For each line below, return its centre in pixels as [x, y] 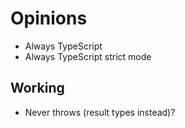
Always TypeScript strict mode [88, 56]
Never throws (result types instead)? [100, 112]
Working [37, 88]
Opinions [49, 18]
